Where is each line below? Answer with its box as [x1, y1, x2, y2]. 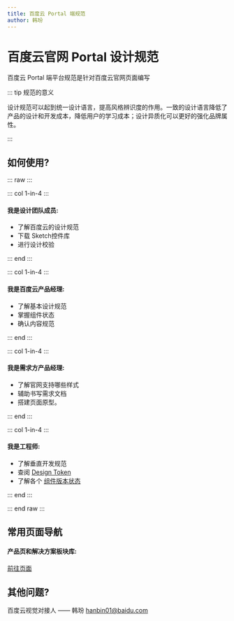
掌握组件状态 [17, 310, 54, 319]
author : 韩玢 [7, 17, 43, 24]
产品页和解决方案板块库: [7, 547, 77, 556]
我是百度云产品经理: [7, 285, 65, 294]
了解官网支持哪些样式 [17, 380, 79, 389]
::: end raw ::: [7, 504, 45, 513]
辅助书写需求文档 [17, 389, 67, 397]
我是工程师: [7, 442, 41, 451]
